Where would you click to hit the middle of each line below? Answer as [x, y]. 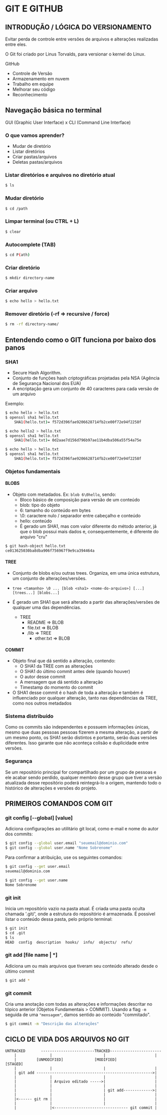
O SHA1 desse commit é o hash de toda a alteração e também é [78, 693]
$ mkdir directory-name [30, 278]
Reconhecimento [30, 95]
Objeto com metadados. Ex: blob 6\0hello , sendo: [64, 494]
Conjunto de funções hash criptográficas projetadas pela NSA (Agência [86, 378]
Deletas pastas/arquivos [37, 162]
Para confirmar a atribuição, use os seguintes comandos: [64, 857]
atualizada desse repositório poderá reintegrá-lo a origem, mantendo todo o [83, 782]
